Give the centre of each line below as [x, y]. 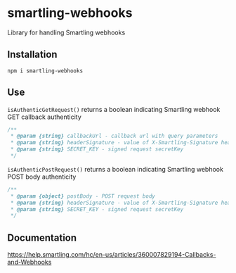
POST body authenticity [42, 177]
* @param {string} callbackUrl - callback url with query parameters [114, 136]
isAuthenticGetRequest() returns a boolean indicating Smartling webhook [114, 109]
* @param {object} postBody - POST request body [83, 196]
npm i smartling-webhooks [45, 71]
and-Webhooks [29, 262]
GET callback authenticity [45, 117]
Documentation [42, 237]
